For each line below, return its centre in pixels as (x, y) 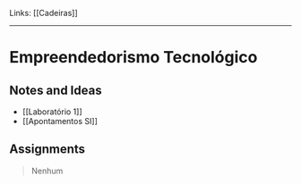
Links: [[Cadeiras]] (43, 13)
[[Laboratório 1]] (52, 112)
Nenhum (47, 171)
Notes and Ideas (56, 90)
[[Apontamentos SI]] (60, 121)
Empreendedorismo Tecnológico (133, 58)
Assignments (47, 150)
